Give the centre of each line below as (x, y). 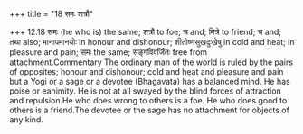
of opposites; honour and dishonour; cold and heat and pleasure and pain (147, 71)
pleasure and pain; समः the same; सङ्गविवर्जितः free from (109, 52)
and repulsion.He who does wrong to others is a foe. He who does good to (148, 100)
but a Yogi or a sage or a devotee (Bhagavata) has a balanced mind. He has (150, 81)
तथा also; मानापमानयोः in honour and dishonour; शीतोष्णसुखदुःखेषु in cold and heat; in (152, 42)
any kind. (26, 120)
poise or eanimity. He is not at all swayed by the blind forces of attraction (146, 91)
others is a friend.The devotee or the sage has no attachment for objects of (149, 110)
